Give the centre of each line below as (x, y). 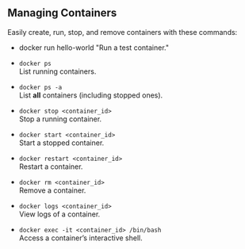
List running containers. (57, 71)
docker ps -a (40, 87)
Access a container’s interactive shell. (81, 238)
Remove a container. (52, 190)
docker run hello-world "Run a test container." (94, 48)
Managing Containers (62, 13)
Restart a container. (51, 167)
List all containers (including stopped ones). (91, 95)
